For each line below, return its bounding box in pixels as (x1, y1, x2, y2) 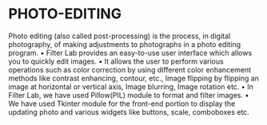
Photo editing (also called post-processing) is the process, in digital (8, 31, 231, 41)
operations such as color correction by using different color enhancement (8, 64, 252, 74)
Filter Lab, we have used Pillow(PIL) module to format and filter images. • (8, 90, 249, 100)
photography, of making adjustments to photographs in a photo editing (8, 39, 241, 49)
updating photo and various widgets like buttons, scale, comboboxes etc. (8, 107, 249, 116)
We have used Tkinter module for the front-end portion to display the (8, 99, 236, 108)
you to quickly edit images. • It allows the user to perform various (8, 57, 224, 66)
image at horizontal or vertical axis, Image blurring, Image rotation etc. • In (8, 81, 253, 92)
